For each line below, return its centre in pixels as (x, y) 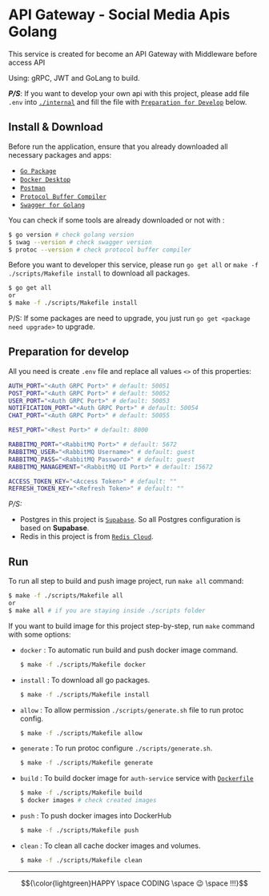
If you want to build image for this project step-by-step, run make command (131, 625)
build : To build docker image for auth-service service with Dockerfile (137, 778)
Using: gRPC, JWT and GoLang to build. (74, 78)
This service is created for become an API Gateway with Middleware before (133, 54)
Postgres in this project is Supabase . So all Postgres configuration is (130, 520)
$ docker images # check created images (88, 801)
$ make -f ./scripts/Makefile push (79, 830)
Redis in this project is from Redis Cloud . (86, 536)
